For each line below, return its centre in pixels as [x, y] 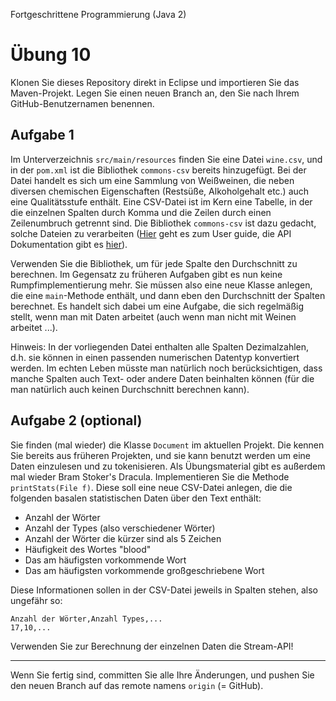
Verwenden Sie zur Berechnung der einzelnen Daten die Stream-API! [152, 646]
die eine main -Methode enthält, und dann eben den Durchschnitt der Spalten [168, 295]
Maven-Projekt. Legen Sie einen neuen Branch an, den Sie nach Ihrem [155, 93]
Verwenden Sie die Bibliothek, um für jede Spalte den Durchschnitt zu [154, 263]
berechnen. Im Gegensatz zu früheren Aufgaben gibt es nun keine [146, 274]
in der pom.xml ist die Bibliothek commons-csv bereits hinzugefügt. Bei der [158, 170]
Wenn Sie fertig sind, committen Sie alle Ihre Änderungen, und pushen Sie [162, 675]
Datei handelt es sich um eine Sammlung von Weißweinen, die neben [152, 180]
